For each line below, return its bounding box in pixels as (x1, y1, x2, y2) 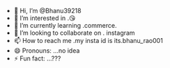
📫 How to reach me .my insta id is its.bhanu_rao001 (13, 37, 164, 44)
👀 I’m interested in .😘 (13, 14, 76, 22)
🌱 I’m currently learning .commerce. (13, 22, 117, 29)
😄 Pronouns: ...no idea (13, 46, 80, 55)
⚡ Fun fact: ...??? (13, 54, 61, 62)
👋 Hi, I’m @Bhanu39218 (13, 7, 82, 15)
